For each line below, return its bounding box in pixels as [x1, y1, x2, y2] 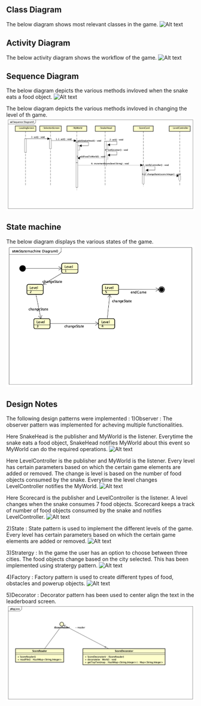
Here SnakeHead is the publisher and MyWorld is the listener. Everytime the [6, 433, 193, 440]
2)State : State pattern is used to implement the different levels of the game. [6, 525, 193, 532]
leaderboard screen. [6, 598, 57, 605]
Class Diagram [6, 5, 62, 15]
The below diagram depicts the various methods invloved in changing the [6, 105, 187, 112]
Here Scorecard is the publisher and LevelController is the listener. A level [6, 494, 188, 501]
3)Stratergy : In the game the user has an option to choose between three [6, 549, 188, 556]
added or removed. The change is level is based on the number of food [6, 470, 182, 477]
